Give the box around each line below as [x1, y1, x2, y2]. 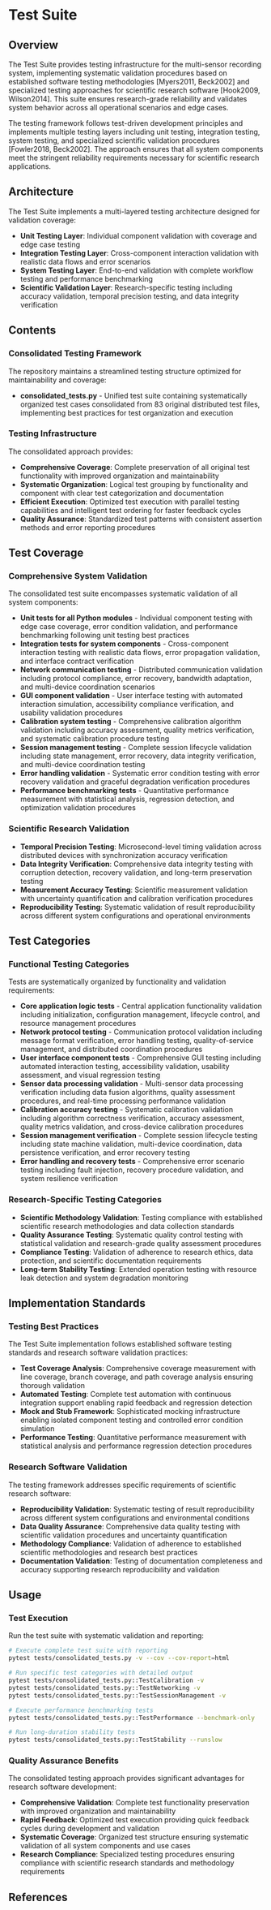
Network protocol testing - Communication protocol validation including [19, 1027, 263, 1037]
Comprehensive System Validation [8, 571, 148, 582]
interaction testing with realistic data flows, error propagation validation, [19, 648, 260, 658]
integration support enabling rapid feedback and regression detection [19, 1398, 252, 1408]
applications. [8, 162, 51, 171]
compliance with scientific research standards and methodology [19, 1858, 235, 1868]
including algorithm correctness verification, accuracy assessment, [19, 1114, 245, 1123]
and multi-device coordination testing [19, 760, 146, 770]
